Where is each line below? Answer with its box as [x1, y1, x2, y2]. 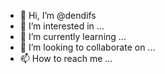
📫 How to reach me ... [19, 53, 113, 64]
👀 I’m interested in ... [19, 20, 105, 32]
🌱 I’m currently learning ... [19, 31, 127, 42]
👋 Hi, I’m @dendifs [19, 10, 97, 21]
